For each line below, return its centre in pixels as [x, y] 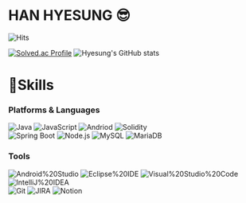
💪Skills [31, 85]
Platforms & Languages [54, 110]
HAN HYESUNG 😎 [70, 16]
